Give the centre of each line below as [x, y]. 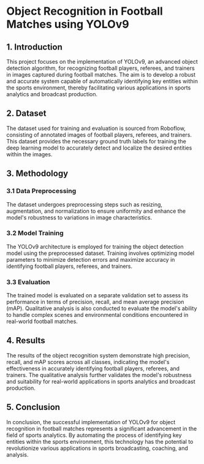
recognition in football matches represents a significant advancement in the [102, 428]
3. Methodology [37, 174]
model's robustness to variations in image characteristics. [79, 217]
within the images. [29, 154]
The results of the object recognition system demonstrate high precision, [98, 355]
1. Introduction [34, 47]
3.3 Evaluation [28, 282]
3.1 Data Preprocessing [41, 191]
